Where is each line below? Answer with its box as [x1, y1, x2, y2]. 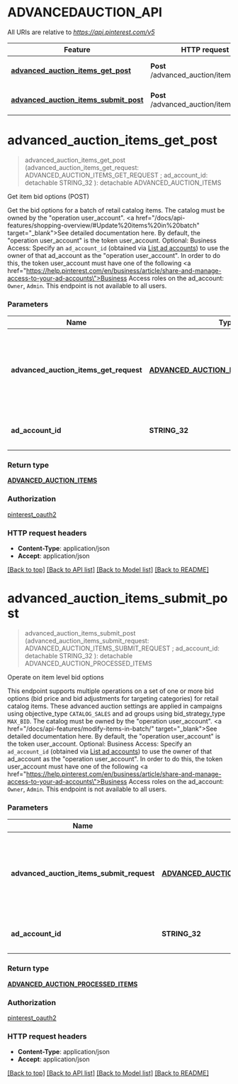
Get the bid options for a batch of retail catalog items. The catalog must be [7, 205, 225, 214]
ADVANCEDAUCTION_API [7, 4, 163, 21]
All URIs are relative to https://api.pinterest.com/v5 [7, 28, 155, 36]
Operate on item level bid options [7, 673, 104, 681]
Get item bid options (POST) [7, 192, 90, 200]
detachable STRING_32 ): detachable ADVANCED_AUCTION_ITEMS [24, 178, 222, 187]
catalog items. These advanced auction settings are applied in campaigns [7, 702, 223, 710]
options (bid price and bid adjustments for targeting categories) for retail [7, 694, 219, 702]
